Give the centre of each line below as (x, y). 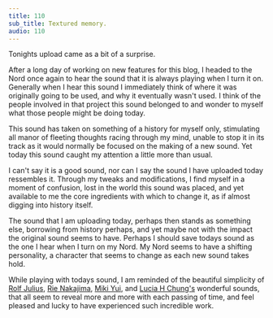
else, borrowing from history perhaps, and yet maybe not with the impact (131, 229)
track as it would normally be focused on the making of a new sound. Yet (130, 146)
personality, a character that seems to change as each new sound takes (129, 255)
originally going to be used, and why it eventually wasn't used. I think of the (135, 96)
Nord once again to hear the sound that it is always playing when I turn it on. (136, 79)
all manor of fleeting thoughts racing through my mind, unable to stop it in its (136, 137)
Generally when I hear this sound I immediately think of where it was (123, 87)
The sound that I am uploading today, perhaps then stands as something (130, 221)
